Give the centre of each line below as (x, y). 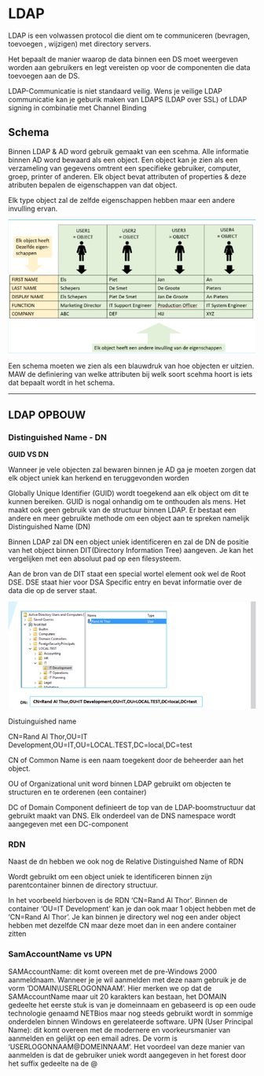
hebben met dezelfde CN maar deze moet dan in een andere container (123, 926)
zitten (17, 934)
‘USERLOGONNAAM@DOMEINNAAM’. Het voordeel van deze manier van (126, 1046)
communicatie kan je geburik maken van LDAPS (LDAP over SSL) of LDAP (128, 99)
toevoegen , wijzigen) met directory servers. (80, 43)
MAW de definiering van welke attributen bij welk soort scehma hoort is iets (130, 374)
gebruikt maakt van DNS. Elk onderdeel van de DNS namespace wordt (122, 816)
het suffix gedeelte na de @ (53, 1063)
